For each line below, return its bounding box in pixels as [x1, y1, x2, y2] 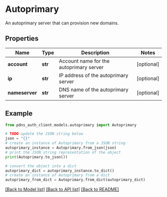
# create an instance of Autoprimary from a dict [5, 173, 110, 178]
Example [5, 109, 33, 118]
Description [81, 49, 110, 56]
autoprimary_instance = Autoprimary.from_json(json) [5, 145, 117, 150]
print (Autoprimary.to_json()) [5, 154, 68, 160]
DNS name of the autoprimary [59, 86, 129, 93]
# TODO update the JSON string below [5, 131, 83, 136]
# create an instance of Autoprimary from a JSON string [5, 141, 126, 146]
